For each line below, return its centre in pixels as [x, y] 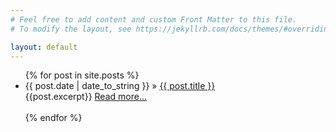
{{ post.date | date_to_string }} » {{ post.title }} [120, 86]
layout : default [44, 47]
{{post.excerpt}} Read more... [85, 97]
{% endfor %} [53, 118]
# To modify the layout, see [71, 29]
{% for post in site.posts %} [82, 75]
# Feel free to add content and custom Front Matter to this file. [154, 19]
